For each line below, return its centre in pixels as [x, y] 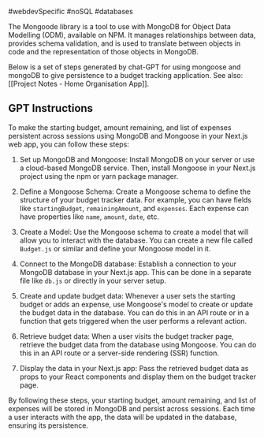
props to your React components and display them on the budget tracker [138, 377]
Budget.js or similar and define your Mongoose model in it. [115, 248]
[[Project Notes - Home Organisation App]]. [79, 84]
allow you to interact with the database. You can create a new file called [136, 240]
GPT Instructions [50, 108]
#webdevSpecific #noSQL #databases [71, 11]
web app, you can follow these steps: [69, 144]
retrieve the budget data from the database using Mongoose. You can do [138, 344]
